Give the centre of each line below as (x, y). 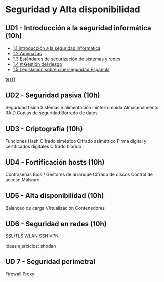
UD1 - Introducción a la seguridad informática (78, 28)
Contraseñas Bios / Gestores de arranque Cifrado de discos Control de (79, 174)
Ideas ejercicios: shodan (31, 246)
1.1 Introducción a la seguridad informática (56, 48)
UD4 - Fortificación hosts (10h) (55, 162)
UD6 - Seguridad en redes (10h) (56, 224)
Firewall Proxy (20, 274)
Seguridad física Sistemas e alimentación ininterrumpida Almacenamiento (82, 107)
